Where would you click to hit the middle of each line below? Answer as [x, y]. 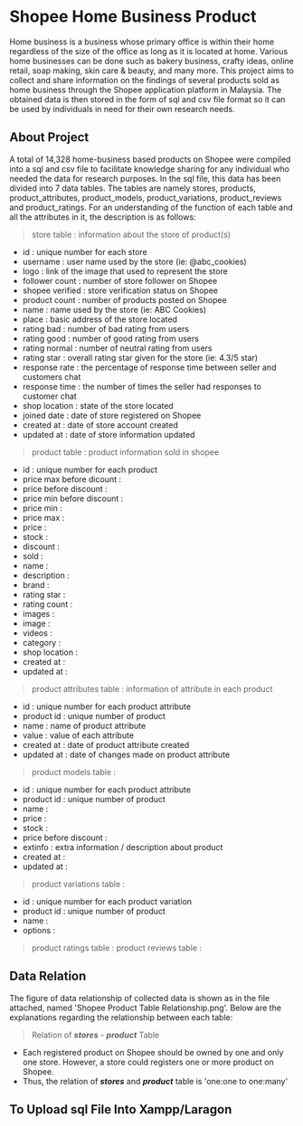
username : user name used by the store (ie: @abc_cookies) [134, 261]
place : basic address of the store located [100, 319]
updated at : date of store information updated [109, 434]
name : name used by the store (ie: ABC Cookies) [114, 309]
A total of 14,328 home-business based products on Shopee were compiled [150, 159]
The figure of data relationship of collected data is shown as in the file [139, 998]
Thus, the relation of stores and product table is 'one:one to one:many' [155, 1081]
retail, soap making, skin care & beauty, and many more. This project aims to [151, 71]
